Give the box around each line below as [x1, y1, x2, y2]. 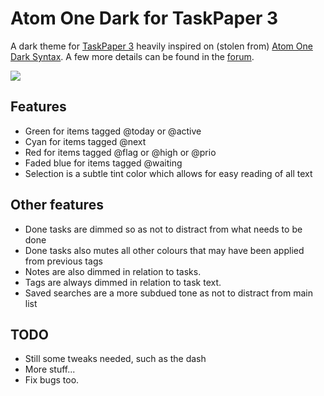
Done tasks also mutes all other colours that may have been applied [24, 244, 305, 256]
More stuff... [24, 363, 76, 376]
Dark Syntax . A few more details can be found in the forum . [10, 50, 255, 62]
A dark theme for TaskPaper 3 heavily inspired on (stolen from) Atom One [10, 40, 313, 52]
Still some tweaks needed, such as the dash [24, 353, 207, 365]
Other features [10, 197, 104, 214]
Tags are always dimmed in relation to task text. [24, 276, 222, 288]
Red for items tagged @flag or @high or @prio [24, 146, 217, 158]
